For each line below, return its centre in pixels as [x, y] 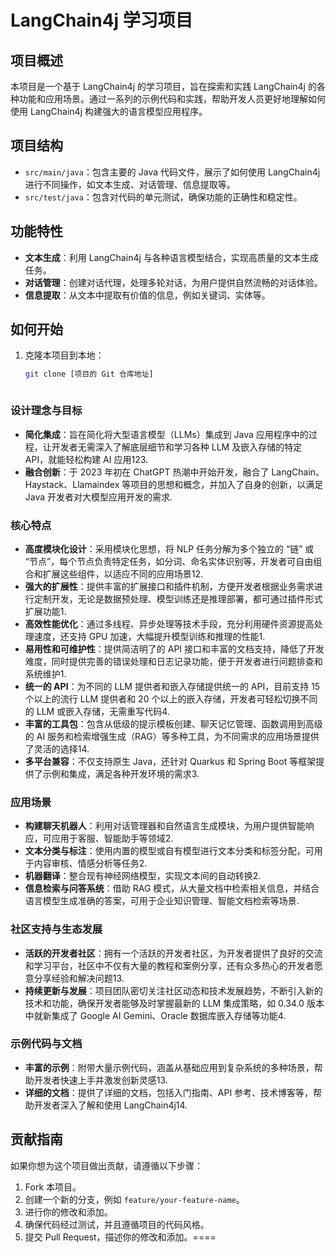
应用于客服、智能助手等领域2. [112, 838]
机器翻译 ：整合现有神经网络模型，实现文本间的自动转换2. [143, 876]
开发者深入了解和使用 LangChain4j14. [110, 1105]
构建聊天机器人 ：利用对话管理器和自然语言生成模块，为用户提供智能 [165, 826]
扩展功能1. [45, 611]
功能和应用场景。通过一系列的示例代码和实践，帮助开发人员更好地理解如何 [172, 99]
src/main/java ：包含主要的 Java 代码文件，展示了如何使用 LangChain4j [172, 172]
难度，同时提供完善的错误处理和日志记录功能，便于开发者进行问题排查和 [173, 661]
